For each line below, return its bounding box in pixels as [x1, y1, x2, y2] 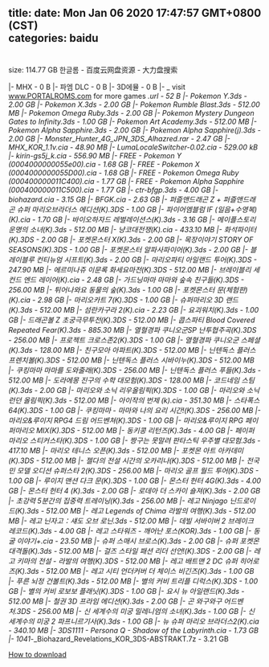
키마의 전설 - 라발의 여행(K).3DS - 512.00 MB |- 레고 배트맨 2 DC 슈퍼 [16, 556, 238, 566]
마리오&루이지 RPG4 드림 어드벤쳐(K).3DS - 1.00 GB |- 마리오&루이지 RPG [8, 415, 243, 425]
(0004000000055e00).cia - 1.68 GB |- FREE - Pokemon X [8, 159, 200, 169]
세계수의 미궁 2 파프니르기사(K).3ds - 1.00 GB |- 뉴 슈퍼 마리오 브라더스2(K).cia [8, 616, 259, 626]
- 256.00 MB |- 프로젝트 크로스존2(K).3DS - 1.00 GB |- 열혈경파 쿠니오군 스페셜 [8, 335, 261, 345]
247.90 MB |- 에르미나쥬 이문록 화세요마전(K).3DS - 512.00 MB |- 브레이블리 [8, 264, 251, 274]
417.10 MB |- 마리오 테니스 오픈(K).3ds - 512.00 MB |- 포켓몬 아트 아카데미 [8, 445, 244, 455]
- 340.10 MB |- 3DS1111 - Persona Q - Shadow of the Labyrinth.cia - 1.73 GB [8, 625, 259, 635]
